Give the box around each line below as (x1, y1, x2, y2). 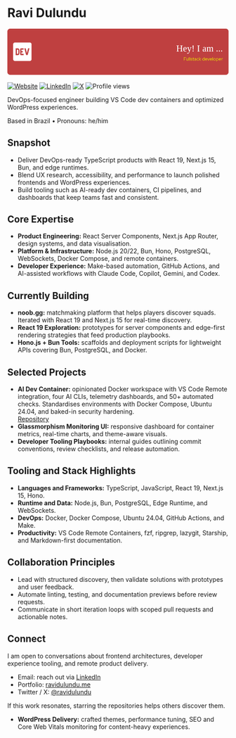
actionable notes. (17, 612, 68, 621)
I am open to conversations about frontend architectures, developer (7, 651, 204, 660)
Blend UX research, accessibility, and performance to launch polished (17, 170, 220, 179)
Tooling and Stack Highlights (7, 465, 136, 477)
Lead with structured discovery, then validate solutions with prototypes (17, 575, 223, 583)
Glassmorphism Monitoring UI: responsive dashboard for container (17, 422, 214, 431)
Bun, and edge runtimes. (17, 163, 89, 172)
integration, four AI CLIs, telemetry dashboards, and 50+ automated (17, 393, 214, 401)
